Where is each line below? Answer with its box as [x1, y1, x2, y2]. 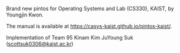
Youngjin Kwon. [6, 11, 44, 18]
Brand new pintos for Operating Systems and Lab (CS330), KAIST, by [6, 5, 175, 12]
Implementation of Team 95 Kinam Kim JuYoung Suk [6, 34, 134, 41]
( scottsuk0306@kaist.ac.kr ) [6, 41, 74, 47]
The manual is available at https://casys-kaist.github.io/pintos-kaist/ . [6, 23, 172, 29]
